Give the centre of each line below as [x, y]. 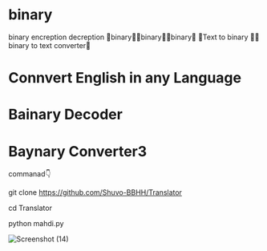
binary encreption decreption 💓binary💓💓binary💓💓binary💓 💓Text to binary [128, 37]
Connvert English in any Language [125, 78]
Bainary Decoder [65, 115]
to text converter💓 [61, 45]
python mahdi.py [36, 224]
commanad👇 [30, 174]
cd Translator [30, 208]
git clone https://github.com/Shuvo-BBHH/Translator [95, 192]
